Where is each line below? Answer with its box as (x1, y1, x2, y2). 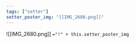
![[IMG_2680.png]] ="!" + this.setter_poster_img (6, 30, 130, 37)
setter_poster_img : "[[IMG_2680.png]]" (6, 14, 104, 20)
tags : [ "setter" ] (6, 8, 49, 15)
